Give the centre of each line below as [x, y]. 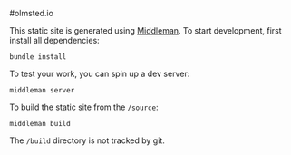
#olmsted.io [32, 13]
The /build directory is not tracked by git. [87, 140]
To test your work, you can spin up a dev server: [100, 73]
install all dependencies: [54, 40]
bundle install [38, 57]
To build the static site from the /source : [84, 107]
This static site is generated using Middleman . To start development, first [146, 30]
